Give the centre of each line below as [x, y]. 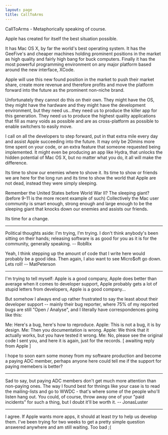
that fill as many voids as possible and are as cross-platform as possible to [82, 121]
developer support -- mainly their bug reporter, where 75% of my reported [82, 304]
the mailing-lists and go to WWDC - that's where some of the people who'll [82, 391]
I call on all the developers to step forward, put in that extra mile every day [82, 136]
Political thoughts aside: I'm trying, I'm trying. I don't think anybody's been [82, 233]
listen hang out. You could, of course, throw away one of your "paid [75, 396]
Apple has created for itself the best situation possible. [61, 39]
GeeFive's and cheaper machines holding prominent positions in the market [83, 54]
